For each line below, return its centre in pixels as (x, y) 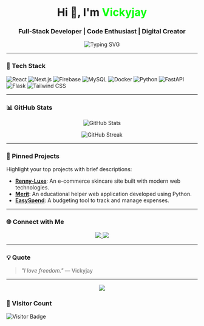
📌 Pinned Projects (33, 156)
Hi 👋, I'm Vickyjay (102, 12)
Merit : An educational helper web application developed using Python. (104, 194)
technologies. (32, 188)
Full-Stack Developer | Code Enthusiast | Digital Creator (102, 32)
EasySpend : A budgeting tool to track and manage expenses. (92, 200)
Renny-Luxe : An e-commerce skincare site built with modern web (98, 181)
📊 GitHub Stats (29, 107)
